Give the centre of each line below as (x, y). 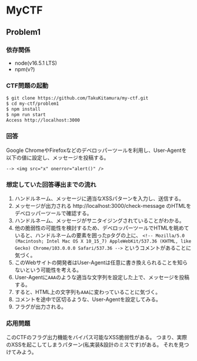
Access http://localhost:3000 (43, 120)
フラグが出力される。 (40, 307)
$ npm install (24, 109)
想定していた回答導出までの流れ (51, 184)
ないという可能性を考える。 (48, 270)
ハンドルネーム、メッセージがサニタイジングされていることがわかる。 (99, 221)
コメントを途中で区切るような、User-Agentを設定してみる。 (88, 299)
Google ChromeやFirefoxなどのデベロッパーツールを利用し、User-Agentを (96, 150)
